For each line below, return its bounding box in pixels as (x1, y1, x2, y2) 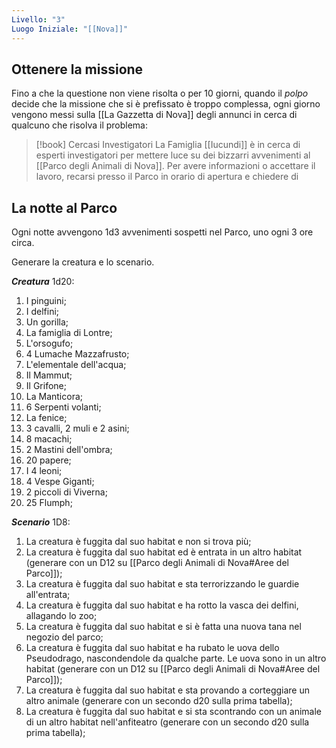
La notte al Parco (11, 199, 118, 216)
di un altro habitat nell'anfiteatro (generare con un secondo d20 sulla (25, 716, 310, 728)
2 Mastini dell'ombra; (25, 444, 113, 456)
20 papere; (25, 454, 72, 466)
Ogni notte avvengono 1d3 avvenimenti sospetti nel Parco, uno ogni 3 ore (11, 226, 314, 238)
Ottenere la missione (11, 61, 144, 78)
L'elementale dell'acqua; (25, 359, 127, 371)
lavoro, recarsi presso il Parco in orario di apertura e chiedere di (35, 171, 299, 183)
